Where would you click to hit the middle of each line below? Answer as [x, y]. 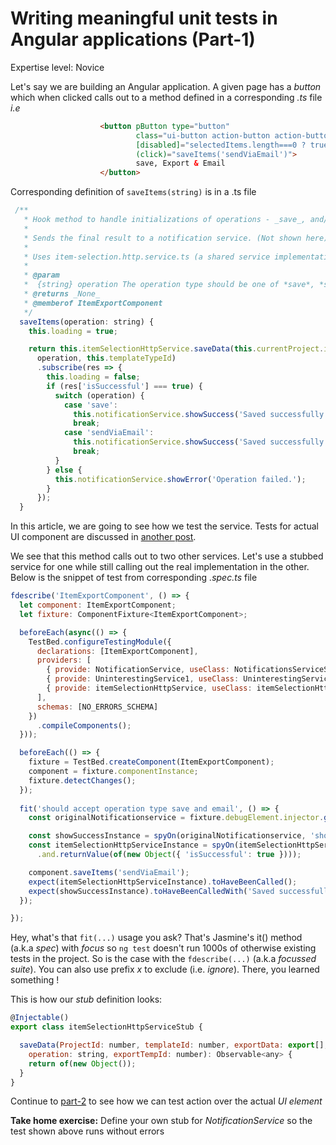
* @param [41, 275]
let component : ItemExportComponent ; [98, 605]
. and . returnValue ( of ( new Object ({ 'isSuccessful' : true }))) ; [169, 855]
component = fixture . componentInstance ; [113, 772]
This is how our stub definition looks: [86, 999]
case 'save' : [90, 405]
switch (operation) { [99, 395]
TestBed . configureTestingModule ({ [100, 642]
